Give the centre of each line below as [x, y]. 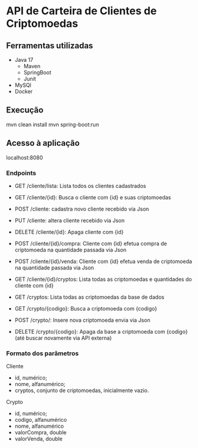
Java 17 [24, 60]
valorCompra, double [41, 433]
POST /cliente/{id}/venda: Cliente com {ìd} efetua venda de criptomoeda [103, 261]
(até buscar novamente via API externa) [63, 338]
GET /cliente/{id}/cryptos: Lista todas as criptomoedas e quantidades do [103, 279]
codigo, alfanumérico [41, 420]
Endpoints [21, 173]
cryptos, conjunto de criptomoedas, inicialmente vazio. [82, 390]
